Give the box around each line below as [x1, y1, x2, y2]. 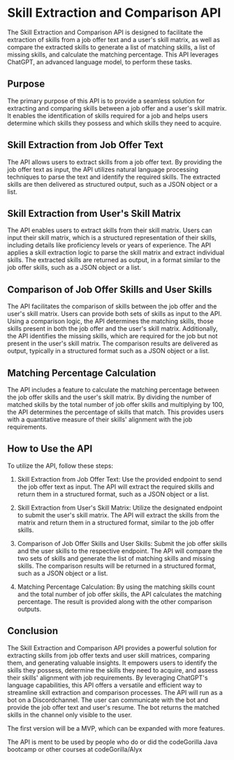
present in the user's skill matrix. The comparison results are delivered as [7, 339, 219, 347]
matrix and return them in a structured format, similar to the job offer [17, 518, 214, 526]
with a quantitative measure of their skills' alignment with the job [7, 415, 193, 424]
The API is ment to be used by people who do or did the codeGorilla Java [7, 738, 218, 746]
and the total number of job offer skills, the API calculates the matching [17, 589, 222, 598]
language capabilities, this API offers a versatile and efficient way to [7, 680, 203, 689]
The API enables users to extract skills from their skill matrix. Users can [7, 226, 212, 235]
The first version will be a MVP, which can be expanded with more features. [7, 724, 225, 732]
